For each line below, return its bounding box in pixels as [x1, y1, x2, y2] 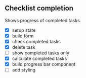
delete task [12, 44, 36, 50]
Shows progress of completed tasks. [5, 17, 81, 23]
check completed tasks [12, 38, 61, 44]
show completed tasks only [12, 50, 69, 56]
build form [12, 33, 34, 39]
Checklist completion [5, 4, 74, 13]
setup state [12, 27, 36, 33]
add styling [12, 67, 36, 73]
